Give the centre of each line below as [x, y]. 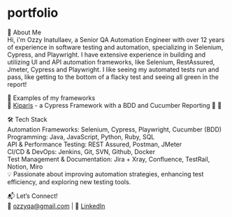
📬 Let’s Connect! [32, 196]
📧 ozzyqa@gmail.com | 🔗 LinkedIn [56, 206]
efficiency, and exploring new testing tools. [69, 182]
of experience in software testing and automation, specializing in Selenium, [115, 47]
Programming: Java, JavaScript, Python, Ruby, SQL [81, 136]
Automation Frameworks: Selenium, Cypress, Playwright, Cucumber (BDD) [115, 129]
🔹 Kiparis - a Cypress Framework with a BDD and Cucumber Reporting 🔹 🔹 [115, 105]
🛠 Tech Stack [27, 119]
